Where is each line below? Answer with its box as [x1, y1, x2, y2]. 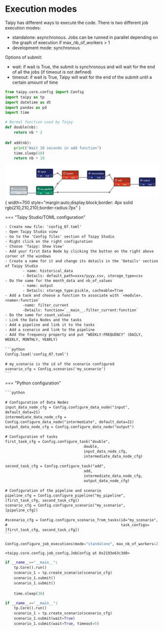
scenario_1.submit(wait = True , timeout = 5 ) [14, 621, 99, 626]
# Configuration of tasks [5, 434, 58, 439]
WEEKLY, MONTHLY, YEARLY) [5, 337, 58, 342]
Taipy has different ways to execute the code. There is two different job [5, 20, 149, 25]
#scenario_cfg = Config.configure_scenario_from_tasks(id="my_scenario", [5, 517, 159, 523]
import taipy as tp [5, 95, 45, 100]
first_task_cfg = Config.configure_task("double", [5, 439, 110, 444]
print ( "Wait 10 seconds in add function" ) [14, 146, 102, 151]
